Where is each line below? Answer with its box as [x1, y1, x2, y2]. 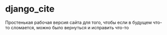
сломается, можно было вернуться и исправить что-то [10, 24, 129, 30]
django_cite [5, 3, 55, 15]
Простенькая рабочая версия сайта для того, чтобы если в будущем [5, 19, 152, 25]
